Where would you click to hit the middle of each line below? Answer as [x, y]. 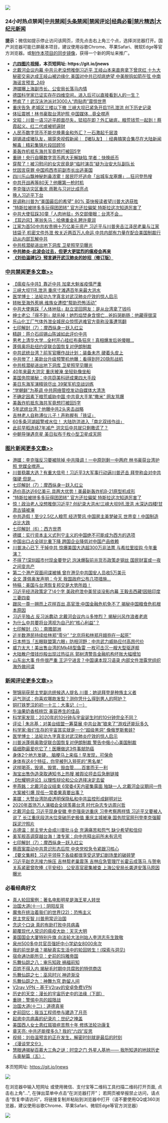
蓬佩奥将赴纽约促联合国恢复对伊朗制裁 [52, 346]
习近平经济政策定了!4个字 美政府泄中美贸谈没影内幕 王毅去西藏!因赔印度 [86, 591]
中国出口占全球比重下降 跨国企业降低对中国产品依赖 [65, 541]
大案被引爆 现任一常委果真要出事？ [48, 793]
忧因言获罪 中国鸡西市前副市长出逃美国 [52, 170]
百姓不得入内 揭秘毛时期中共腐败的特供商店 [57, 969]
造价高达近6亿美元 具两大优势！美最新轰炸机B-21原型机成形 [74, 491]
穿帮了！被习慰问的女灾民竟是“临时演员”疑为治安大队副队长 [73, 164]
